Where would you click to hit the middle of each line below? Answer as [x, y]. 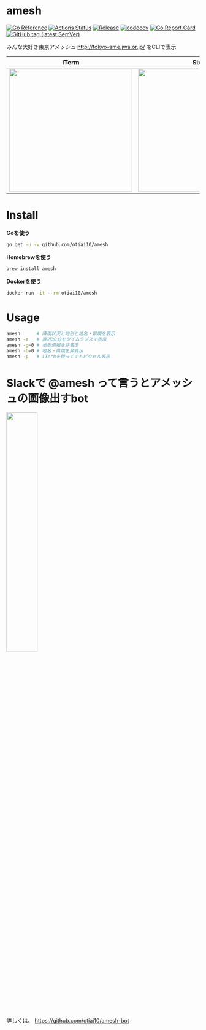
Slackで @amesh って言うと [78, 383]
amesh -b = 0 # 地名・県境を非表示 [45, 351]
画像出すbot [58, 398]
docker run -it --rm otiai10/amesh [52, 293]
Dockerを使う [24, 281]
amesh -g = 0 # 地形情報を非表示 [43, 345]
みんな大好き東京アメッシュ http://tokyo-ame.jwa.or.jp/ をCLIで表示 [91, 47]
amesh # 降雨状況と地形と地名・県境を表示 [61, 334]
